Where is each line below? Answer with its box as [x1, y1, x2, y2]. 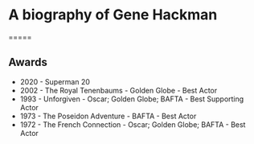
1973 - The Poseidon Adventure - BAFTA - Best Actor [19, 111, 197, 121]
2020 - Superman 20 [19, 76, 91, 86]
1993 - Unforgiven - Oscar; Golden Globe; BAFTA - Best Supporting [19, 94, 244, 104]
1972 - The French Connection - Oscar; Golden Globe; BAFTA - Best [19, 119, 246, 130]
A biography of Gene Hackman [8, 6, 218, 24]
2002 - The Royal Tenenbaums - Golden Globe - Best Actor [19, 85, 218, 95]
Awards [8, 56, 48, 69]
